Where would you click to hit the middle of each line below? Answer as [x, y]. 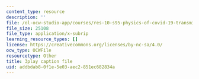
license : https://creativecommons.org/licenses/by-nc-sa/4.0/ [84, 45]
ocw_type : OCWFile [29, 50]
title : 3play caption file [39, 61]
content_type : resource [36, 12]
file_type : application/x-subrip [47, 34]
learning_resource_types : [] [42, 39]
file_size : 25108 [28, 28]
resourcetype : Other [32, 56]
